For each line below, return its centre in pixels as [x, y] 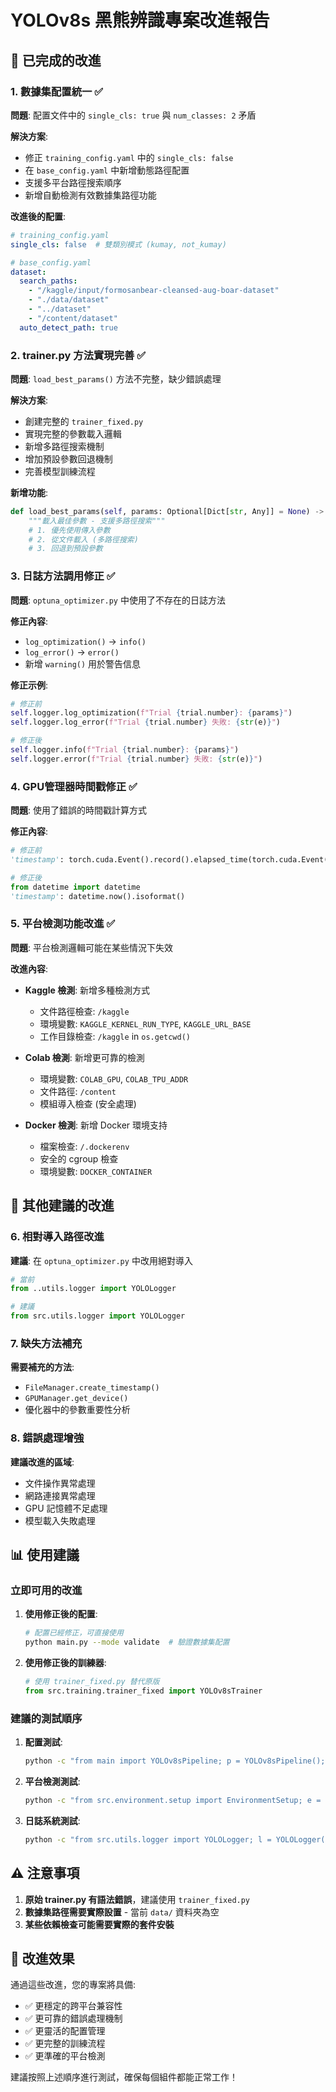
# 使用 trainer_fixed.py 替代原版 [92, 1682]
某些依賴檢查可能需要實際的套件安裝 [99, 1924]
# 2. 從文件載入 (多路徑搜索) [83, 539]
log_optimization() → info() [85, 641]
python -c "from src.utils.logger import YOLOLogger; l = [148, 1839]
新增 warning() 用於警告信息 [83, 663]
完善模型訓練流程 [60, 471]
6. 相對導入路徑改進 [57, 1237]
